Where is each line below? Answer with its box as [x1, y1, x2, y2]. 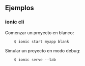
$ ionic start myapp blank [14, 39, 69, 44]
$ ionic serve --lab [14, 57, 56, 62]
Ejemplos [5, 4, 34, 12]
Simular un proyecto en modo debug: [5, 47, 81, 53]
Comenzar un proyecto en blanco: [5, 29, 74, 36]
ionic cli [5, 19, 25, 25]
